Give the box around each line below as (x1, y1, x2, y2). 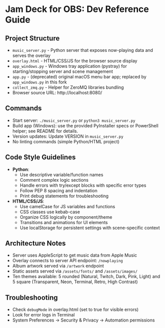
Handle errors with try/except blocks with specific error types (19, 182, 147, 188)
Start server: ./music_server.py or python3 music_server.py (12, 117, 136, 123)
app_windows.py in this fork (12, 79, 67, 85)
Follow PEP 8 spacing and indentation (19, 187, 98, 193)
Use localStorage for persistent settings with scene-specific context (19, 225, 161, 231)
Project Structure (5, 34, 60, 42)
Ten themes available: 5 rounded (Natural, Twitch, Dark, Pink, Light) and (12, 274, 161, 280)
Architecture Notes (5, 239, 66, 248)
